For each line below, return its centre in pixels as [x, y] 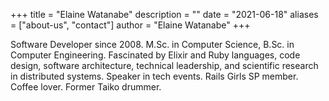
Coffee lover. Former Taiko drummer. [86, 87]
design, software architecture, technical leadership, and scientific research [164, 65]
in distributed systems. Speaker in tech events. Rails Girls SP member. [154, 76]
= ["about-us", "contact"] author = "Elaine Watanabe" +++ [130, 25]
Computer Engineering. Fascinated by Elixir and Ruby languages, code [155, 55]
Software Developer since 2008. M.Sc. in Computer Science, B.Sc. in [152, 44]
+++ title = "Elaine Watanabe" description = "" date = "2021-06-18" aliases [164, 14]
